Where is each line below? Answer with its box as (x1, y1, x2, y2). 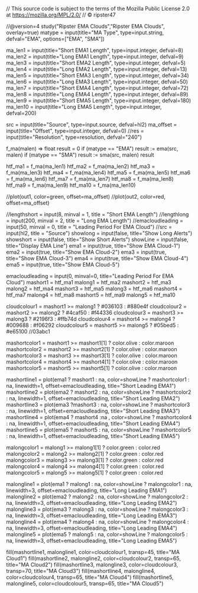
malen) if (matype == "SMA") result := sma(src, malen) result (6, 151, 155, 158)
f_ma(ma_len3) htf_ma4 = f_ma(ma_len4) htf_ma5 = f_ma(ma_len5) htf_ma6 (6, 169, 191, 176)
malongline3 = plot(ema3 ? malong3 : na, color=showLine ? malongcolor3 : (6, 505, 189, 513)
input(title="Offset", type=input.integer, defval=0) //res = (6, 127, 144, 134)
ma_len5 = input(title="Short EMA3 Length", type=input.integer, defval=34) (6, 72, 189, 79)
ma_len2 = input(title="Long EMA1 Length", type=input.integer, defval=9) (6, 53, 184, 60)
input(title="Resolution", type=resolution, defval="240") (6, 134, 142, 141)
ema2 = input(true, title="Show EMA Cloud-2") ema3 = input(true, (6, 248, 167, 255)
